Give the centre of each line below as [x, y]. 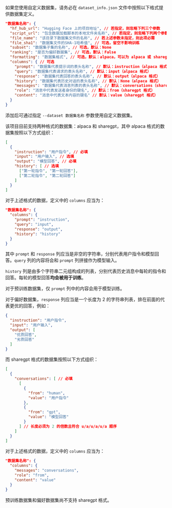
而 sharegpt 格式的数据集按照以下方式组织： [52, 359]
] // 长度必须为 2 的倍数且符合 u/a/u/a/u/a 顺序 [68, 426]
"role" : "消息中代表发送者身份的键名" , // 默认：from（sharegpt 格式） [85, 91]
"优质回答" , [26, 335]
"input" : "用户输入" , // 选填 [44, 157]
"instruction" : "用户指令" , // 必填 [51, 152]
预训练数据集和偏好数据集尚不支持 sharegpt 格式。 [59, 500]
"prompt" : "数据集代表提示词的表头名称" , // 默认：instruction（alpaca [86, 66]
